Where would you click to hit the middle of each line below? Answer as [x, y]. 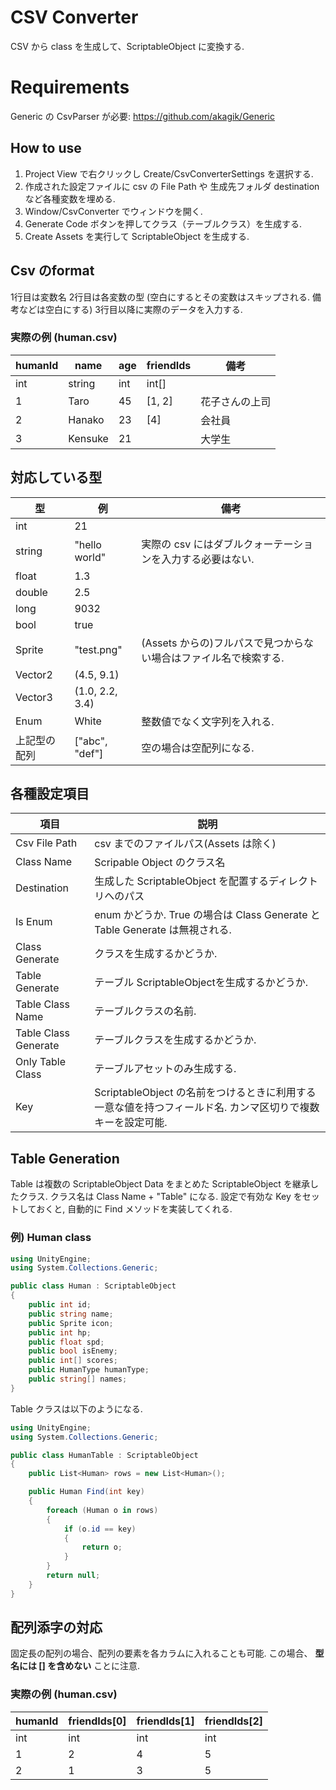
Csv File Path [46, 843]
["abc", [91, 741]
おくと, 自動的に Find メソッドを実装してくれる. [134, 1209]
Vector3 [34, 697]
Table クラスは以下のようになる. [76, 1408]
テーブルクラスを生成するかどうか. [175, 1040]
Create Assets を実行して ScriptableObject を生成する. [137, 236]
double [31, 592]
